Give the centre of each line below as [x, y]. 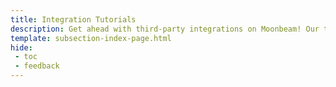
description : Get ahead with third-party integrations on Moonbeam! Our [165, 29]
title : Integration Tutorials [73, 19]
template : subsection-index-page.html [91, 38]
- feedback [37, 66]
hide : [21, 47]
